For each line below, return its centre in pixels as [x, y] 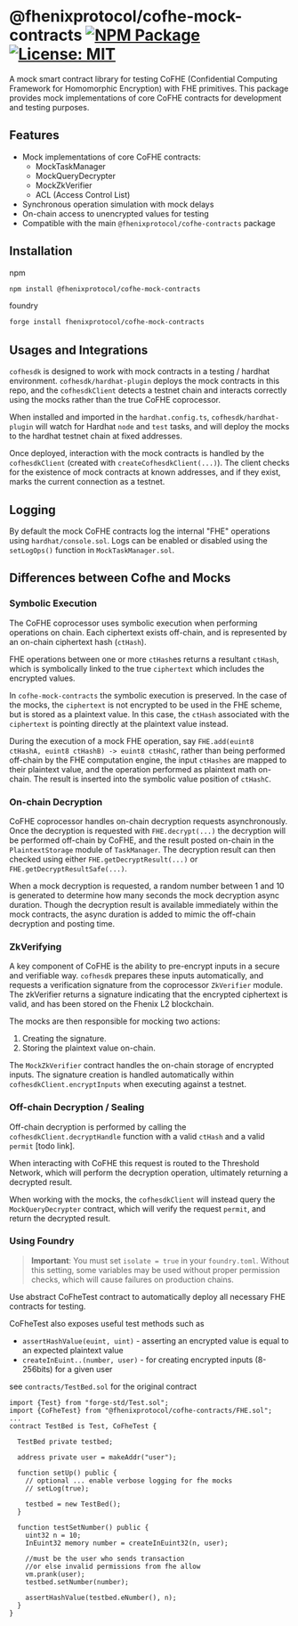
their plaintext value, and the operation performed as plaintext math [133, 769]
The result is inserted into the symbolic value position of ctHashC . [152, 779]
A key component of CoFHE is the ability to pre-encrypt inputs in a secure [145, 966]
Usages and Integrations [79, 350]
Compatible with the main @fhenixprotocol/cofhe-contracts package [149, 223]
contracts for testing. [48, 1306]
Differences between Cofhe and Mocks [120, 578]
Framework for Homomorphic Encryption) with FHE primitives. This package [149, 88]
